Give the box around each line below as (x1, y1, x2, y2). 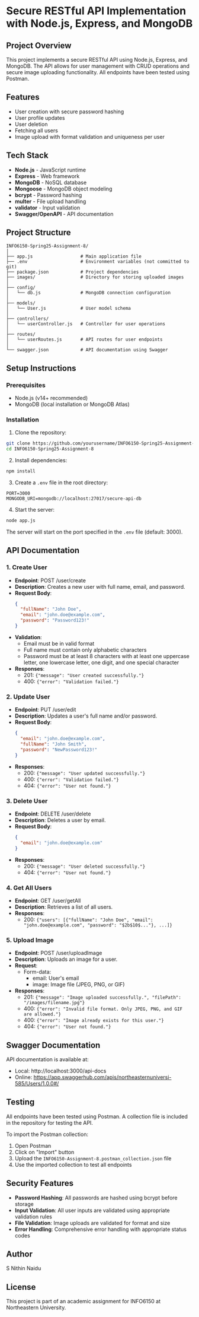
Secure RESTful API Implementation (6, 4, 187, 18)
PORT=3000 (6, 491, 31, 497)
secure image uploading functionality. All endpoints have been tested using (6, 69, 190, 75)
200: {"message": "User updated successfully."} (23, 769, 146, 776)
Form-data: (23, 969, 52, 976)
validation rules (14, 1213, 52, 1220)
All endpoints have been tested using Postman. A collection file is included (6, 1113, 188, 1120)
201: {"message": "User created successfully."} (23, 671, 145, 678)
